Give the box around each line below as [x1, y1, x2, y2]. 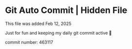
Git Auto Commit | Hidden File [5, 5, 128, 16]
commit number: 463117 [5, 39, 54, 45]
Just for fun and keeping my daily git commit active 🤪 [5, 30, 112, 36]
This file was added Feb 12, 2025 [5, 21, 72, 26]
